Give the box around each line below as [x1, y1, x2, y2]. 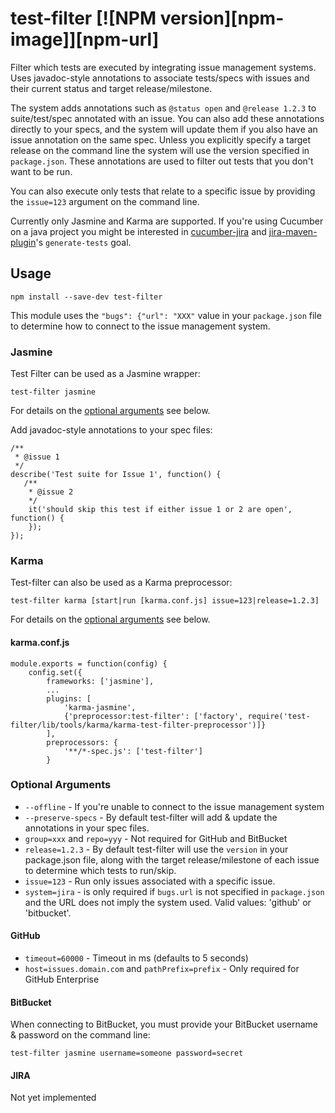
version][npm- [159, 7, 285, 30]
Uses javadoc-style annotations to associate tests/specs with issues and [10, 72, 310, 84]
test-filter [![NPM [10, 7, 157, 30]
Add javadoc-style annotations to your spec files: [10, 424, 213, 436]
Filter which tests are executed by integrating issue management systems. [10, 61, 317, 73]
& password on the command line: [10, 1029, 151, 1041]
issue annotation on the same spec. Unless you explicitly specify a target [10, 133, 312, 146]
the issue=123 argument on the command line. [10, 195, 200, 207]
